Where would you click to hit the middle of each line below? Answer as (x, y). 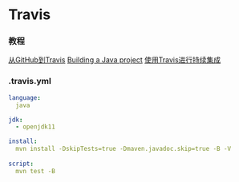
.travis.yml (30, 81)
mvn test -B (36, 171)
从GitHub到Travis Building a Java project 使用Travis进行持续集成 (115, 60)
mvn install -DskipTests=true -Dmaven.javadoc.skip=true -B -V (123, 149)
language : (25, 97)
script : (21, 164)
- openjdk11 (36, 127)
